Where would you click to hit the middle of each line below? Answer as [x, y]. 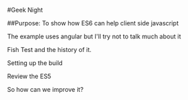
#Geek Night [25, 10]
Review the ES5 [29, 76]
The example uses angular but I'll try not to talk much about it [94, 36]
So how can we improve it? [45, 89]
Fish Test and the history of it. [49, 50]
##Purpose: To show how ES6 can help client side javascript [93, 23]
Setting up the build [35, 63]
